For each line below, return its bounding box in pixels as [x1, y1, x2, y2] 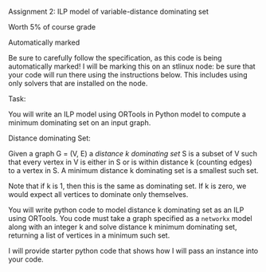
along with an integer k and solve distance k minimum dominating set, [8, 223, 237, 231]
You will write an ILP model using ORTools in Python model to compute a [8, 109, 247, 119]
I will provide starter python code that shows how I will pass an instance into [8, 246, 259, 255]
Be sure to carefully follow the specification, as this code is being [8, 53, 222, 62]
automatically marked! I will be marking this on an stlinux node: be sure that [8, 61, 256, 71]
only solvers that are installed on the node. [8, 79, 148, 88]
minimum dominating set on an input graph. [8, 118, 151, 127]
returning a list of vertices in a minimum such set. [8, 231, 170, 240]
